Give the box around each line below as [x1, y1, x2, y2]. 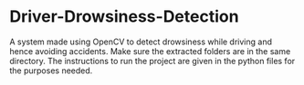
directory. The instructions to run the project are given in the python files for [9, 55, 296, 66]
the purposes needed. [9, 65, 93, 76]
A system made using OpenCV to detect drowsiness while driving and [9, 36, 272, 47]
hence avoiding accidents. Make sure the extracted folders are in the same [9, 45, 291, 56]
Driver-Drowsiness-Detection [9, 6, 239, 27]
